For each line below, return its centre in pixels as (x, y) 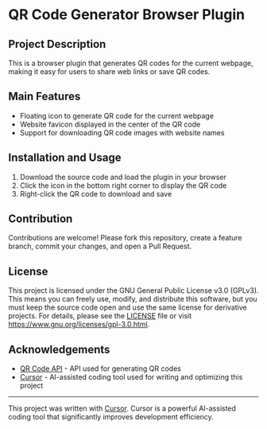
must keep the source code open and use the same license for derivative (128, 307)
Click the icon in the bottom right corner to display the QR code (123, 185)
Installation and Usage (65, 158)
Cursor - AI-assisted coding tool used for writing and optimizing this (131, 377)
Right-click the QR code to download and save (96, 193)
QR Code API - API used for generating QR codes (100, 369)
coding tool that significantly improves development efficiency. (111, 417)
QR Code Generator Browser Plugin (126, 15)
